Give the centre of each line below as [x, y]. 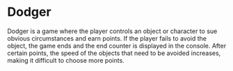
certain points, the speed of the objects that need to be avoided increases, [114, 53]
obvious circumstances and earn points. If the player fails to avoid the [107, 38]
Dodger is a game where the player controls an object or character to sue [112, 31]
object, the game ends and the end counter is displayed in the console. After [117, 45]
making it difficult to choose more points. [66, 60]
